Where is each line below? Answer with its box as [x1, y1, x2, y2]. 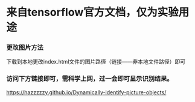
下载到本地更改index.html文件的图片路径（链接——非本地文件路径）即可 [6, 58, 186, 65]
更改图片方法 [6, 43, 44, 52]
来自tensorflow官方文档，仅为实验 [6, 5, 179, 19]
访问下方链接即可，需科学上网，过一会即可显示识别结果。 [6, 74, 173, 83]
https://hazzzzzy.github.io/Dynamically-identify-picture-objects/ [6, 88, 167, 96]
